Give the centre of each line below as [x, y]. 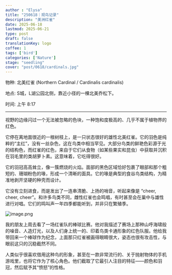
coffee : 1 [16, 48]
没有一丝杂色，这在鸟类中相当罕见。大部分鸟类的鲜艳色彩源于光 [99, 143]
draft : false [19, 39]
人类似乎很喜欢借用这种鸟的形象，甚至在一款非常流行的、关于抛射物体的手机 [86, 255]
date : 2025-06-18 [24, 24]
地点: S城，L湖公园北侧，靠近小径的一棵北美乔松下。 [61, 93]
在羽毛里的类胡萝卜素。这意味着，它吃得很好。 [55, 156]
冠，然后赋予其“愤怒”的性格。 [37, 267]
